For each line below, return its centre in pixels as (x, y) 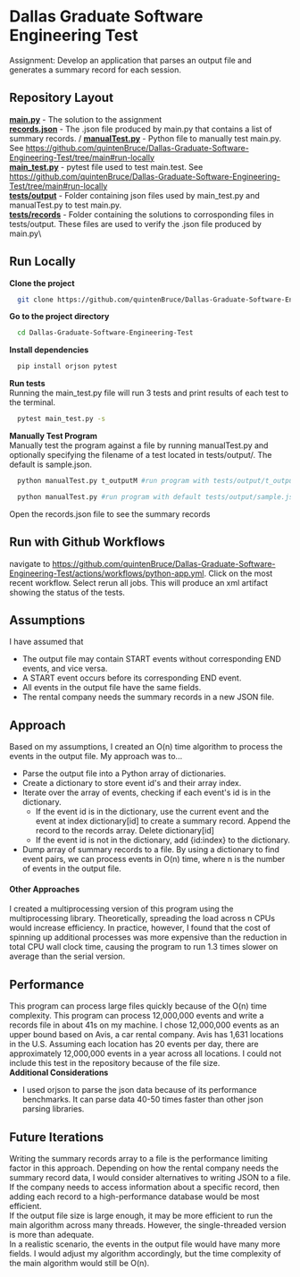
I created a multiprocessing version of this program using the (121, 909)
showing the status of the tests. (67, 592)
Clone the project (42, 283)
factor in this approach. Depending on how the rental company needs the (144, 1168)
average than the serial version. (67, 956)
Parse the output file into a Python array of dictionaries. (124, 774)
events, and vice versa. (65, 669)
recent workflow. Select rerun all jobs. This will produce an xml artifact (139, 582)
